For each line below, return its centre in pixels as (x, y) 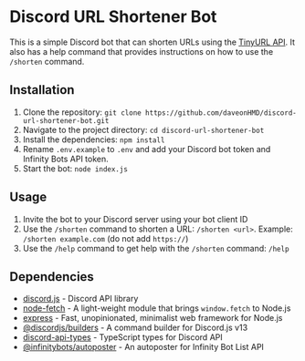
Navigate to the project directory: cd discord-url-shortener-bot (143, 129)
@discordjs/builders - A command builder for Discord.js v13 (135, 328)
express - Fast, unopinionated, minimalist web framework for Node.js (152, 318)
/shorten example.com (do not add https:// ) (105, 238)
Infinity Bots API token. (66, 159)
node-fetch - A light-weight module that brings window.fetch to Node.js (157, 308)
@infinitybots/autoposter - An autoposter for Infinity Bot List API (143, 347)
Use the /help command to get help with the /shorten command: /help (156, 248)
